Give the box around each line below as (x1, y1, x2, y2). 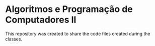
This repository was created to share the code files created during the (5, 30, 150, 36)
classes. (5, 36, 23, 42)
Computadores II (5, 14, 76, 25)
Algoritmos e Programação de (5, 3, 133, 15)
